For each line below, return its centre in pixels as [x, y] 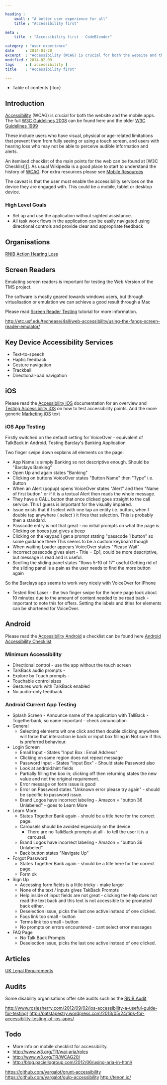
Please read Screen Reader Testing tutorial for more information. [71, 311]
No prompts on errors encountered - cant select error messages [86, 927]
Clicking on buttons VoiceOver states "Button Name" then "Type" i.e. [83, 478]
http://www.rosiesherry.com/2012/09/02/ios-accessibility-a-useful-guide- [81, 1008]
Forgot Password [30, 858]
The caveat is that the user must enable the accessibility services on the [79, 181]
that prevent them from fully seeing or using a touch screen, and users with [82, 141]
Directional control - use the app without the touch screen [72, 665]
